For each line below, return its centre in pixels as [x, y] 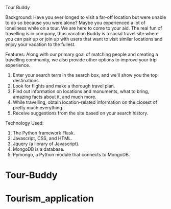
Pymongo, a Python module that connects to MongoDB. [71, 155]
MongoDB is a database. [39, 149]
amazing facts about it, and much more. [55, 97]
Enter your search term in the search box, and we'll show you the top [85, 75]
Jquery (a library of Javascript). [46, 144]
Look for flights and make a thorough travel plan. [64, 86]
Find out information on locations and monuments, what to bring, [81, 91]
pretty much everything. [38, 108]
